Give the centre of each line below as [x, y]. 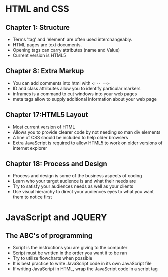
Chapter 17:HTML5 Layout [47, 115]
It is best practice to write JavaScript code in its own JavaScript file [82, 264]
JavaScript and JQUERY [56, 217]
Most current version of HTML [44, 127]
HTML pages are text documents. [47, 45]
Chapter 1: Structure [38, 27]
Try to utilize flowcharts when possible [52, 258]
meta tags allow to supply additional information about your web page [85, 99]
